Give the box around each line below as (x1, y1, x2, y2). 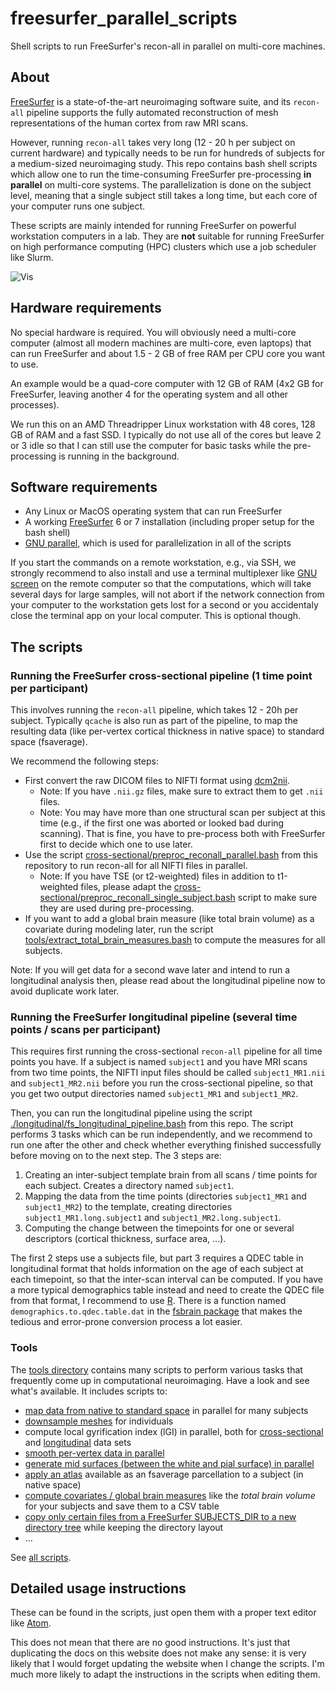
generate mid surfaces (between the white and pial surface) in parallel (24, 1457, 315, 1469)
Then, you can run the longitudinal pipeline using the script (10, 1107, 253, 1119)
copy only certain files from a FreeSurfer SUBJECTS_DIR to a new (24, 1510, 297, 1522)
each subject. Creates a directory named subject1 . (24, 1180, 235, 1192)
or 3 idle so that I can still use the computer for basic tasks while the (10, 439, 292, 451)
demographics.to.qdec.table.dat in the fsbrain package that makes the (10, 1305, 303, 1317)
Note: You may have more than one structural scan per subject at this (39, 807, 326, 819)
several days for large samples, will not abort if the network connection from (10, 588, 325, 601)
